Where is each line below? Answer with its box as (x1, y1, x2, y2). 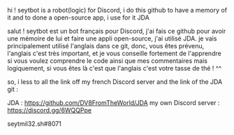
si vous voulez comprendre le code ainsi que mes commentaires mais (7, 57, 208, 65)
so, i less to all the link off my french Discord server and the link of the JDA (7, 78, 223, 86)
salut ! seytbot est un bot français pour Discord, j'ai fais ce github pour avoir (7, 27, 226, 35)
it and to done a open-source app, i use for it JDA (7, 13, 150, 22)
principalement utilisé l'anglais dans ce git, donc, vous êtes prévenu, (7, 42, 205, 50)
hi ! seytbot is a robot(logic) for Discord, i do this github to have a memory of (7, 6, 228, 14)
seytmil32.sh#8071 (7, 120, 61, 128)
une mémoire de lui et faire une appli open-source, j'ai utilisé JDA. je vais (7, 34, 217, 43)
